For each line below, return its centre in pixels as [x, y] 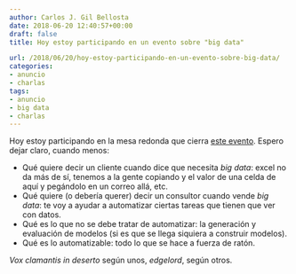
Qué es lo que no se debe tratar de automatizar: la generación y [139, 224]
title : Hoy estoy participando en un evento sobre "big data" [127, 42]
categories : [31, 67]
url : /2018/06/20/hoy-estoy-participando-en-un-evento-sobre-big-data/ [144, 59]
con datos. [42, 215]
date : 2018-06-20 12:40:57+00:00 [71, 26]
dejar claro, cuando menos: [59, 151]
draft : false [33, 34]
